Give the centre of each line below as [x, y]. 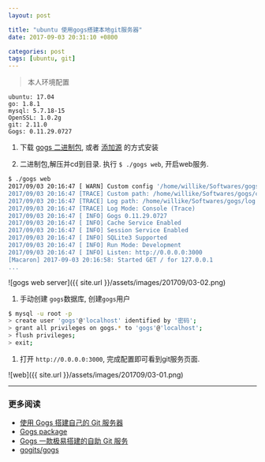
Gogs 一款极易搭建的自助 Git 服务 [74, 441]
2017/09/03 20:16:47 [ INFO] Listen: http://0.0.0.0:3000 [105, 252]
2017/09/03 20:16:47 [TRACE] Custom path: [79, 193]
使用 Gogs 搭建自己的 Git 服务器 [71, 423]
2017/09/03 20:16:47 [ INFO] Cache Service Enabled [95, 223]
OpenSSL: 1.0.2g [35, 118]
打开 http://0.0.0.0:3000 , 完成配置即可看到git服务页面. [110, 359]
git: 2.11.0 [28, 125]
